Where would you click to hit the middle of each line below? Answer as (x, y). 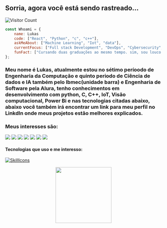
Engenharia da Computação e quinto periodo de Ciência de (78, 76)
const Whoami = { (23, 29)
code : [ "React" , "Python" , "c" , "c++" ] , (56, 38)
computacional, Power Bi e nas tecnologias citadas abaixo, (78, 100)
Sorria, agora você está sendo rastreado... (72, 8)
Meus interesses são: (32, 126)
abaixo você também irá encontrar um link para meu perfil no (80, 107)
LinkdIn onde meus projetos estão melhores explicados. (74, 113)
